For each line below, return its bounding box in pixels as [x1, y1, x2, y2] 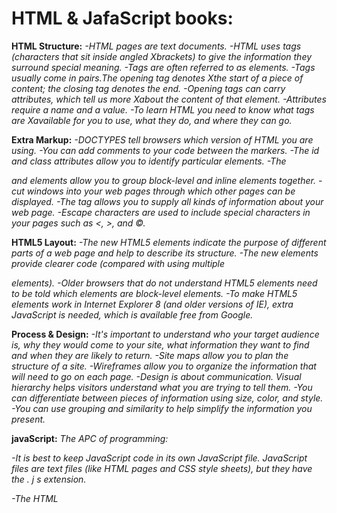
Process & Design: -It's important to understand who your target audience [11, 328, 320, 340]
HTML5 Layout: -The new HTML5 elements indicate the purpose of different [11, 236, 327, 248]
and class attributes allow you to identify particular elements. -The [11, 155, 287, 167]
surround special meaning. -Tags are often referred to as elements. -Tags [11, 61, 316, 73]
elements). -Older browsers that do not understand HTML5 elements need [11, 277, 318, 289]
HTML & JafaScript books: [11, 7, 234, 30]
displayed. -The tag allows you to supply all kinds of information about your [11, 195, 324, 207]
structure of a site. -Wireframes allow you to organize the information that [11, 360, 317, 372]
